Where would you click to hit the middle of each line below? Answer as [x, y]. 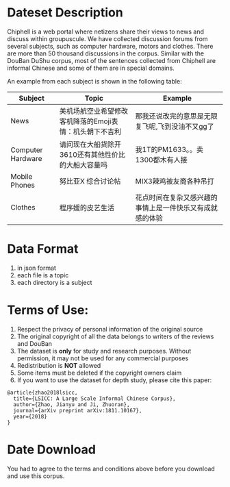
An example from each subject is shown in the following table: [95, 81]
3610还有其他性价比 [92, 154]
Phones [23, 185]
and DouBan [35, 343]
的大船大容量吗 [84, 164]
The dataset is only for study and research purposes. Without [104, 351]
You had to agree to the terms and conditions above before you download [111, 469]
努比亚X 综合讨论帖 [90, 181]
